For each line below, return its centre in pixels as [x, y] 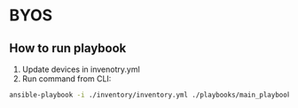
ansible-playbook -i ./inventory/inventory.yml [99, 95]
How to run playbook [68, 48]
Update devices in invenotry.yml [81, 69]
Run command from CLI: [67, 79]
